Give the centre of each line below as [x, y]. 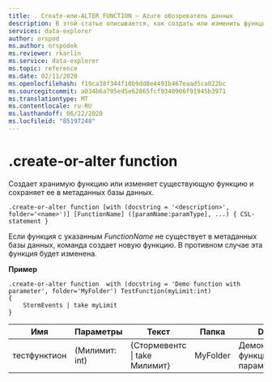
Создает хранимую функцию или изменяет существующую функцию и [131, 184]
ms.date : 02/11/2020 [43, 76]
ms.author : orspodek [43, 46]
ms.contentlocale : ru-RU [50, 106]
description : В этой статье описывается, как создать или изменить [125, 23]
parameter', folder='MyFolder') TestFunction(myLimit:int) [110, 291]
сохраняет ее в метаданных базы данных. [81, 192]
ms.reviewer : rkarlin [45, 53]
